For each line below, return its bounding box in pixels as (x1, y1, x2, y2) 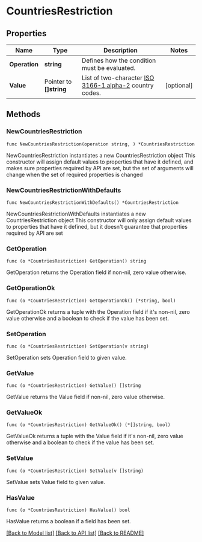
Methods (6, 109, 41, 120)
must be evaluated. (82, 64, 136, 72)
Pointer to (44, 77, 72, 86)
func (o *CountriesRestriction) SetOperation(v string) (6, 343, 149, 349)
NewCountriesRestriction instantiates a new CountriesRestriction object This (6, 151, 195, 159)
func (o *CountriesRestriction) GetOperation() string (6, 258, 147, 264)
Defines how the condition (82, 56, 156, 65)
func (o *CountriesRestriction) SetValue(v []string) (6, 468, 144, 474)
